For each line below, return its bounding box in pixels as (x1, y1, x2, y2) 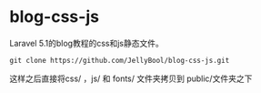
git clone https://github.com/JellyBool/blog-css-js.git (9, 56, 230, 65)
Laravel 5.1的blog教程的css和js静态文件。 (9, 37, 164, 48)
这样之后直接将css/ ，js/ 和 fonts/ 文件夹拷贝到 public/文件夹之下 (9, 73, 253, 84)
